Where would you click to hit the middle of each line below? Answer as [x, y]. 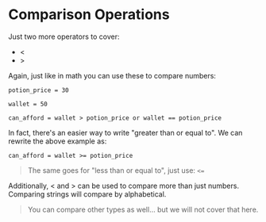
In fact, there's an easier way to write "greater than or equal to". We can [125, 132]
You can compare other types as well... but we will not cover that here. [143, 209]
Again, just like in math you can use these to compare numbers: [112, 75]
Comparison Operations [89, 15]
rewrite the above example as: [58, 141]
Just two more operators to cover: [64, 36]
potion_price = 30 [39, 90]
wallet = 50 [28, 104]
